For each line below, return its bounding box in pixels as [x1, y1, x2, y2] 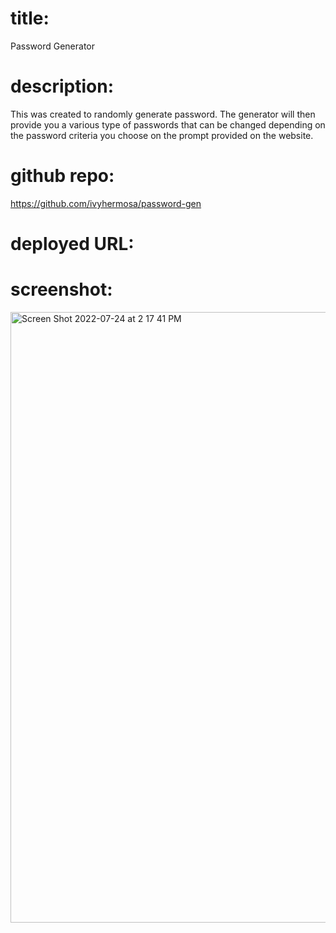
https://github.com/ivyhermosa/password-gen [10, 197, 202, 209]
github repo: [10, 165, 115, 187]
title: [10, 7, 50, 30]
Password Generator [10, 40, 96, 52]
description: [10, 75, 115, 98]
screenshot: [10, 278, 113, 301]
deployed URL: [10, 233, 135, 255]
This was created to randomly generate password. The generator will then [10, 108, 316, 120]
